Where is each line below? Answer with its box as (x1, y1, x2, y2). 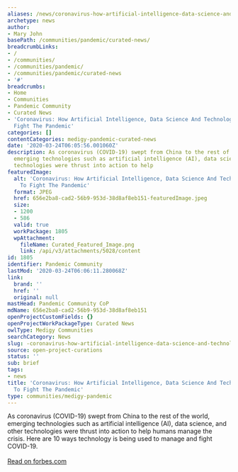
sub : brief (7, 359, 40, 367)
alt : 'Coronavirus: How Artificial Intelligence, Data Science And (13, 175, 217, 182)
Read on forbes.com (7, 457, 67, 466)
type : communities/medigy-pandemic (7, 393, 113, 400)
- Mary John (7, 30, 42, 38)
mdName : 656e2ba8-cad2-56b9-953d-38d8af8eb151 (7, 307, 147, 314)
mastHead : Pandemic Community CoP (7, 300, 110, 308)
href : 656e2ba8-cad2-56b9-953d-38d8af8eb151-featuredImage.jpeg (13, 195, 208, 202)
